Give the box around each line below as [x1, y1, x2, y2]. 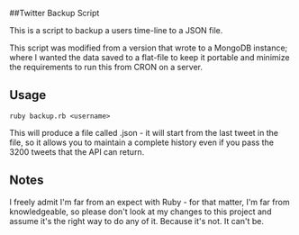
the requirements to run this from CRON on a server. [9, 62, 204, 72]
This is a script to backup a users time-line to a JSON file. [9, 25, 223, 35]
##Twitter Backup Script [9, 8, 100, 18]
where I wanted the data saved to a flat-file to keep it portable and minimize [9, 52, 290, 62]
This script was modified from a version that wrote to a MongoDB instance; [9, 42, 288, 53]
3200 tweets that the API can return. [9, 146, 145, 157]
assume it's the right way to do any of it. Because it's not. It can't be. [9, 215, 264, 226]
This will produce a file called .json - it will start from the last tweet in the [9, 127, 279, 138]
